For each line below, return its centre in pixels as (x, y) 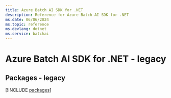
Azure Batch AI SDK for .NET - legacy (86, 59)
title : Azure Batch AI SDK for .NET (44, 10)
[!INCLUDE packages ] (28, 90)
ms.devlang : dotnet (26, 29)
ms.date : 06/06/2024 (27, 19)
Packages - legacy (35, 78)
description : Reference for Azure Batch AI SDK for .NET (67, 15)
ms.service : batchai (27, 34)
